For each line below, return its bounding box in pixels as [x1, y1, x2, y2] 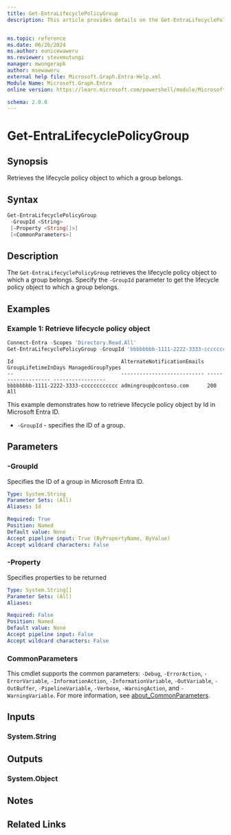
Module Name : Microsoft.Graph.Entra [7, 80, 112, 87]
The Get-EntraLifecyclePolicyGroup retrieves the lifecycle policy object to [7, 268, 217, 277]
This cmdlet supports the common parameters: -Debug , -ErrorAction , [7, 669, 203, 678]
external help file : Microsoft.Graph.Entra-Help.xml [7, 73, 162, 80]
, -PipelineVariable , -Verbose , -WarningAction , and [34, 684, 180, 693]
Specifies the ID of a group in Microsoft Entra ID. [7, 477, 144, 485]
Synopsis [7, 156, 48, 167]
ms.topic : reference [7, 35, 67, 42]
